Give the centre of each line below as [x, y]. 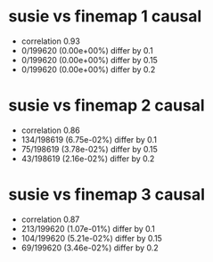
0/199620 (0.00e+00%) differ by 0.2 [88, 70]
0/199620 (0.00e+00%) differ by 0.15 [89, 60]
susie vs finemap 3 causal [107, 195]
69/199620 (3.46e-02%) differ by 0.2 [90, 248]
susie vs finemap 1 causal [105, 16]
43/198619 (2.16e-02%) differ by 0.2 [88, 159]
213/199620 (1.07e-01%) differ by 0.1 [88, 228]
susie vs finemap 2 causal [107, 106]
